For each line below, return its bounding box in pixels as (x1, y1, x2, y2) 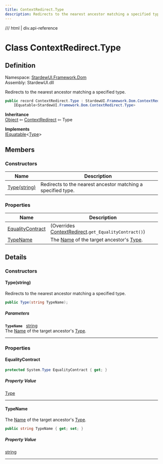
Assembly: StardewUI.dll (5, 79, 54, 85)
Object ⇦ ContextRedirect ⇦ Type (5, 117, 73, 123)
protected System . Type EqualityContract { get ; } (5, 367, 108, 372)
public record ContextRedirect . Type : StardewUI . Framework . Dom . (5, 98, 138, 103)
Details (5, 253, 27, 261)
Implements (5, 126, 30, 132)
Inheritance (5, 111, 29, 117)
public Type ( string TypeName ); (5, 300, 68, 305)
